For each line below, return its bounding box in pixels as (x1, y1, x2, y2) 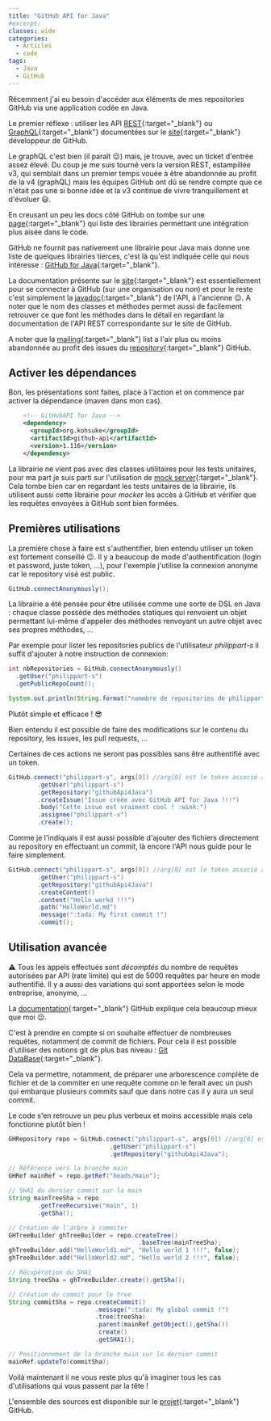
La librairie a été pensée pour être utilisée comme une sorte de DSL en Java (8, 599, 261, 609)
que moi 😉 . (8, 1012, 47, 1022)
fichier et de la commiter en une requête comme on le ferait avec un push (8, 1077, 252, 1087)
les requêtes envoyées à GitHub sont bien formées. (8, 498, 179, 508)
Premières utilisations (8, 522, 121, 536)
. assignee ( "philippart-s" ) (37, 811, 128, 819)
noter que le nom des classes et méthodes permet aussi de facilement (8, 301, 242, 311)
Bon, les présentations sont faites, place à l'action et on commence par (8, 387, 244, 397)
